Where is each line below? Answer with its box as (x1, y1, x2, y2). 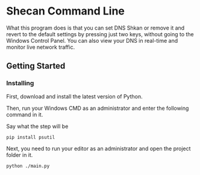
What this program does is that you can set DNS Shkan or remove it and (6, 24, 185, 31)
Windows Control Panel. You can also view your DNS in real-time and (6, 37, 178, 44)
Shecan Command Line (6, 4, 125, 18)
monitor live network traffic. (6, 43, 75, 51)
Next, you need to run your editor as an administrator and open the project (6, 145, 191, 152)
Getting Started (6, 61, 66, 71)
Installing (6, 79, 34, 87)
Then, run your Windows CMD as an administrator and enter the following (6, 104, 189, 112)
